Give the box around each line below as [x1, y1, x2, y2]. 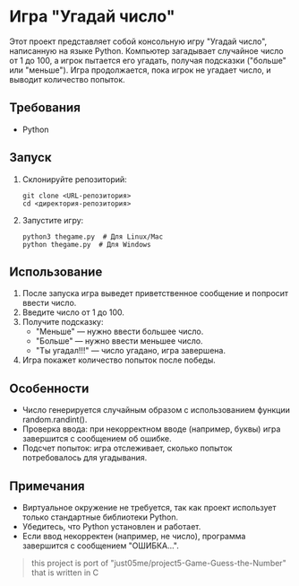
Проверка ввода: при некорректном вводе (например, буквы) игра [21, 424, 281, 434]
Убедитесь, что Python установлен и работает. [21, 521, 201, 531]
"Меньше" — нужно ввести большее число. [35, 326, 204, 337]
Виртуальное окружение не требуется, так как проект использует [21, 503, 277, 512]
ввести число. [21, 298, 77, 309]
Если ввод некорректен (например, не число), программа [21, 531, 246, 541]
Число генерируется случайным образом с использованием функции [21, 405, 291, 415]
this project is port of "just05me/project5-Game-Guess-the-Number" [30, 558, 286, 568]
